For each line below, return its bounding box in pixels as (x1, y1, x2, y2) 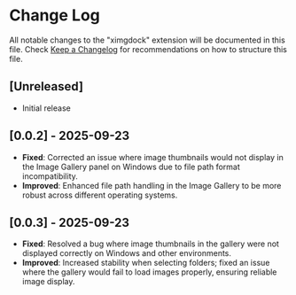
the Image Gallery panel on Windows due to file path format (21, 161, 241, 172)
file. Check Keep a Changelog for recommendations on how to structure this (9, 43, 288, 54)
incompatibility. (21, 170, 78, 182)
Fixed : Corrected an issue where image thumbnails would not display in (21, 151, 284, 162)
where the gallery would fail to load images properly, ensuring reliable (21, 267, 277, 277)
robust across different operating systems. (21, 190, 178, 200)
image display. (21, 276, 75, 287)
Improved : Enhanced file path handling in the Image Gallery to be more (21, 180, 282, 190)
